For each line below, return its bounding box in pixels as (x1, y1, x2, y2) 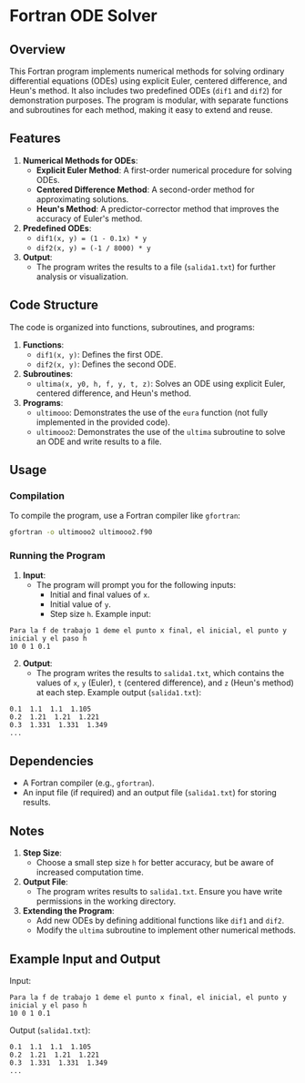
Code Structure (9, 298, 98, 313)
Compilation (9, 489, 66, 501)
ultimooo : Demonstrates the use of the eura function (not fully (36, 407, 269, 418)
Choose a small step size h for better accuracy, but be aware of (36, 857, 275, 868)
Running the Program (9, 550, 107, 562)
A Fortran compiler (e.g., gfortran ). (22, 777, 155, 788)
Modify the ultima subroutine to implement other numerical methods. (36, 925, 296, 936)
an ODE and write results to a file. (36, 436, 162, 447)
